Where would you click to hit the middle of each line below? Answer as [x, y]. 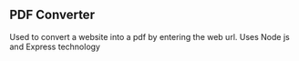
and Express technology [55, 46]
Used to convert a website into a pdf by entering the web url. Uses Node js [149, 36]
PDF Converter [52, 15]
